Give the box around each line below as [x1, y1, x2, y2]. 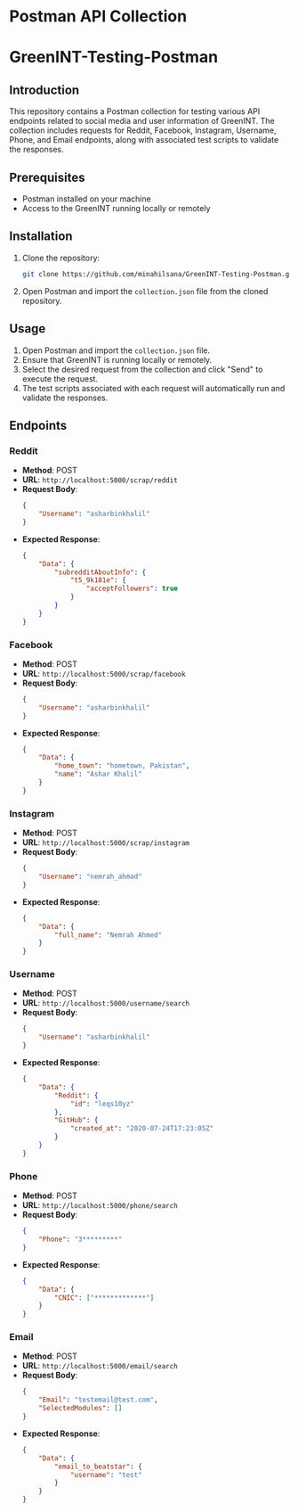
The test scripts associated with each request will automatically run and [21, 382, 286, 393]
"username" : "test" [69, 1470, 142, 1479]
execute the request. [21, 373, 99, 384]
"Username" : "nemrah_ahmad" [38, 872, 142, 882]
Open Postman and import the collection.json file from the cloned [21, 285, 269, 296]
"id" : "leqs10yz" [69, 1099, 135, 1108]
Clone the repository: [21, 252, 101, 263]
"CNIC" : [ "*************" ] [54, 1293, 155, 1302]
